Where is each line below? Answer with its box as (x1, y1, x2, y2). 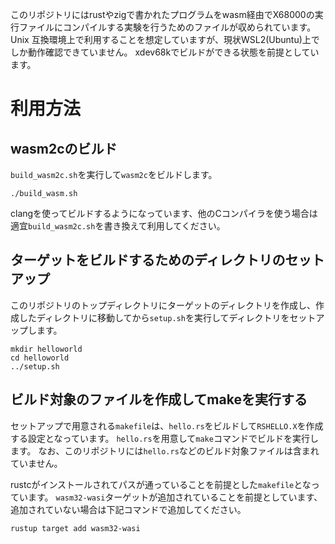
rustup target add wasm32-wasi (10, 523, 141, 533)
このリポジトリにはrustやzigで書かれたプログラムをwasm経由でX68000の (10, 9, 315, 20)
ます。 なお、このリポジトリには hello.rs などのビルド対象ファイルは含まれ (10, 444, 320, 457)
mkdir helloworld (10, 344, 83, 354)
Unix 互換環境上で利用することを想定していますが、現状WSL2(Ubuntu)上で (10, 34, 320, 45)
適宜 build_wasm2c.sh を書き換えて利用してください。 (10, 220, 226, 232)
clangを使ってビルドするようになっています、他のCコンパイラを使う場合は (10, 208, 318, 219)
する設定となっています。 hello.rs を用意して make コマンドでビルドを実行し (10, 432, 319, 444)
